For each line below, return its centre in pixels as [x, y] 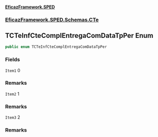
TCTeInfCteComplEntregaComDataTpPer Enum [79, 35]
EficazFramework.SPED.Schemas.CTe [52, 20]
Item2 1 [12, 94]
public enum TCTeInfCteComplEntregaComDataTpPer [56, 47]
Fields [13, 60]
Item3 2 [13, 117]
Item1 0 [13, 70]
